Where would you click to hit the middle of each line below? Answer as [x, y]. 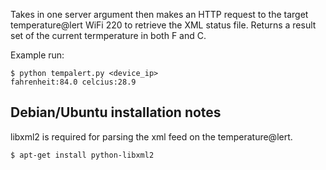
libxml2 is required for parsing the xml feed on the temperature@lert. [151, 136]
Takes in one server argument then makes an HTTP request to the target [159, 14]
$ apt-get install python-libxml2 [82, 155]
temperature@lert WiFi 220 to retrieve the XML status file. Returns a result [163, 25]
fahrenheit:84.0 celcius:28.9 [73, 82]
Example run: [37, 55]
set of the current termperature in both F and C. [108, 35]
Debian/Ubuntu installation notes [116, 112]
